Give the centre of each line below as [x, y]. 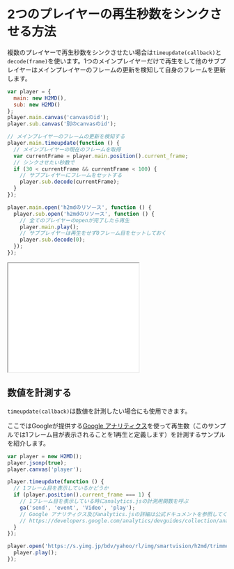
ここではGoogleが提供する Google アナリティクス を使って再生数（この [108, 426]
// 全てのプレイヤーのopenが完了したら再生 [75, 220]
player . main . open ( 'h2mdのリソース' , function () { [79, 207]
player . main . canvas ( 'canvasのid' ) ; [58, 118]
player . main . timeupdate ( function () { [63, 143]
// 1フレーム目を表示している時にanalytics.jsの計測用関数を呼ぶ [104, 501]
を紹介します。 [29, 443]
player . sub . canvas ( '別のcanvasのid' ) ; [62, 124]
